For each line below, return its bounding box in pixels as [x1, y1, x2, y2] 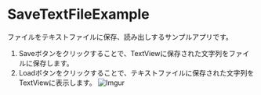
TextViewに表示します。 [18, 78, 96, 87]
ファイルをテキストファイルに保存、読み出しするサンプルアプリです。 [7, 32, 233, 41]
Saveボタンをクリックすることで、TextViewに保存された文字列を [18, 48, 229, 58]
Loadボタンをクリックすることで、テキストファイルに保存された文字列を [18, 68, 255, 77]
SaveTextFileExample [7, 5, 150, 23]
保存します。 [32, 58, 74, 68]
